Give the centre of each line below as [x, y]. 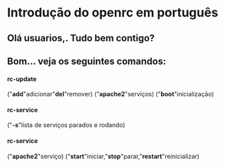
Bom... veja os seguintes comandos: [87, 61]
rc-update [22, 79]
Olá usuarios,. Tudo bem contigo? [81, 38]
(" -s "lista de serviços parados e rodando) [66, 125]
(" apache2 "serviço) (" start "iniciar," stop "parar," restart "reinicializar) [103, 156]
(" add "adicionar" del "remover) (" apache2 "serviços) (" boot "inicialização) [111, 94]
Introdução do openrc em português [113, 13]
